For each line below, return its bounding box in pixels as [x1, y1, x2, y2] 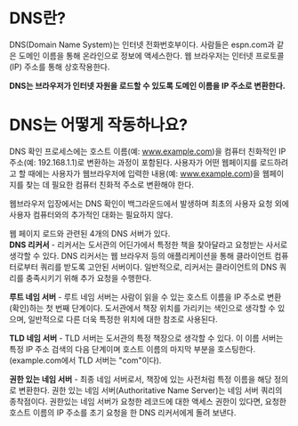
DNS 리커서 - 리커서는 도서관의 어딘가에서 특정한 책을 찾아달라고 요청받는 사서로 [9, 239, 288, 250]
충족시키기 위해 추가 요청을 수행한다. [25, 272, 152, 283]
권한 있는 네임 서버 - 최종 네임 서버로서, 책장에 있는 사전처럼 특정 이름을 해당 [9, 374, 272, 384]
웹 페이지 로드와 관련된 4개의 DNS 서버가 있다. [9, 228, 171, 238]
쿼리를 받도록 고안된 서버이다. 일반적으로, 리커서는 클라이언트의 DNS [39, 261, 278, 272]
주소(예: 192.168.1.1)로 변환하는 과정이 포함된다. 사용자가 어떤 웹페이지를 [9, 157, 258, 167]
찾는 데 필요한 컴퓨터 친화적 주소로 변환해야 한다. [25, 179, 194, 189]
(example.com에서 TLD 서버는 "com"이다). [9, 355, 162, 366]
